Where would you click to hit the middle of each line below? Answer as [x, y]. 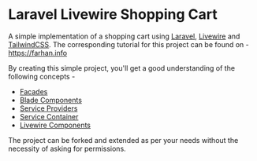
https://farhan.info [38, 53]
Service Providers [48, 108]
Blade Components [51, 100]
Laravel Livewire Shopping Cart [113, 15]
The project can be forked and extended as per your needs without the [123, 140]
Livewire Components [55, 125]
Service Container [49, 116]
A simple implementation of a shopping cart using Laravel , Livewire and [124, 36]
